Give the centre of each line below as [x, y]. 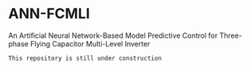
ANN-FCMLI [49, 14]
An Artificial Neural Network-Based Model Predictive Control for [113, 35]
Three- [231, 35]
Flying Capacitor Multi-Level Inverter [90, 43]
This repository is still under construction [85, 58]
